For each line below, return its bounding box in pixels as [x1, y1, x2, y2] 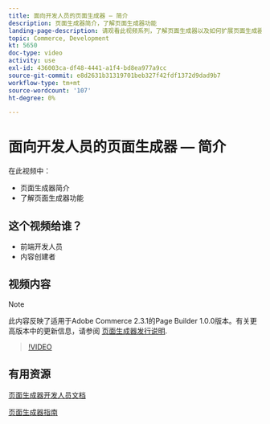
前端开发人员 [19, 242, 63, 251]
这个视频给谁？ [8, 218, 83, 233]
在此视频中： [8, 166, 51, 176]
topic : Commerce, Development [8, 34, 110, 43]
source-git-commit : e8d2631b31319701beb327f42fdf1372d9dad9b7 [8, 71, 221, 79]
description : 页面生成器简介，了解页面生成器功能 [8, 19, 157, 27]
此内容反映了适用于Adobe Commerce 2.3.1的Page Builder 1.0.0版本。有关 [8, 316, 251, 325]
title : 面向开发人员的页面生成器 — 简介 [8, 11, 129, 20]
